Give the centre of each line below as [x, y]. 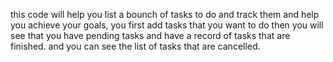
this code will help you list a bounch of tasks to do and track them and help [165, 14]
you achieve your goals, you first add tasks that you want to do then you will [167, 25]
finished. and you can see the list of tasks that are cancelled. [135, 46]
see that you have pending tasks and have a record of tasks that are [150, 35]
